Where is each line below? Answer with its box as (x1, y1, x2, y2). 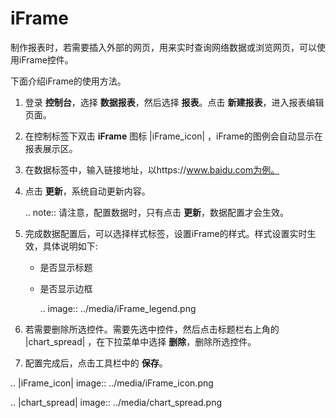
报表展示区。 (24, 142, 78, 154)
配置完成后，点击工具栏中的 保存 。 (24, 357, 168, 369)
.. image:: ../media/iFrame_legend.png (39, 302, 197, 314)
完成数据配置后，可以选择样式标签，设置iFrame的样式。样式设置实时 (24, 227, 308, 239)
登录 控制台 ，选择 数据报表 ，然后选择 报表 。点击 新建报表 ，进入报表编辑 (24, 96, 325, 108)
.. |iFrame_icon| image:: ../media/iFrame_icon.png (10, 377, 214, 389)
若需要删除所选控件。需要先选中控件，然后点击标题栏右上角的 (24, 323, 280, 335)
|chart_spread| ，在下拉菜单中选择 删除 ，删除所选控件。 (24, 335, 257, 347)
